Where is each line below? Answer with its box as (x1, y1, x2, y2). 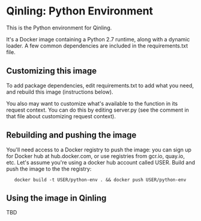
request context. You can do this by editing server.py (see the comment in (6, 106, 189, 114)
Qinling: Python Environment (6, 4, 154, 18)
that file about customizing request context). (6, 112, 116, 120)
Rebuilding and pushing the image (6, 130, 137, 141)
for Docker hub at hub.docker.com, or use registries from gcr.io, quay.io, (6, 152, 185, 160)
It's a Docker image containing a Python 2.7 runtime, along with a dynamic (6, 35, 190, 43)
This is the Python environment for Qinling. (6, 24, 112, 31)
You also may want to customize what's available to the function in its (6, 100, 178, 107)
